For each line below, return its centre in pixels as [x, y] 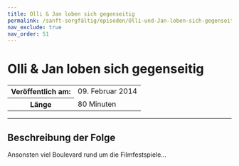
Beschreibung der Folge [62, 137]
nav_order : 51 [28, 34]
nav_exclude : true [34, 27]
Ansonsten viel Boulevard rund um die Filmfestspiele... [87, 155]
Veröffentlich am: [41, 92]
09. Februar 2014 [107, 91]
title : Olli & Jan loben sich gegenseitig [71, 14]
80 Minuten [97, 104]
